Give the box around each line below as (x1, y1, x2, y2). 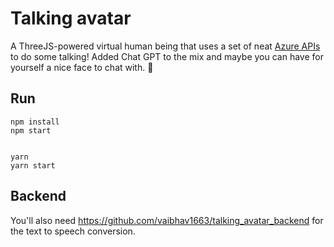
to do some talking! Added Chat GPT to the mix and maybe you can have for (10, 50, 324, 62)
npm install (10, 117, 60, 127)
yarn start (10, 160, 56, 171)
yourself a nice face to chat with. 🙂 (10, 61, 154, 73)
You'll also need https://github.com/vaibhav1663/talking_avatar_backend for (10, 214, 324, 226)
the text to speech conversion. (10, 225, 136, 237)
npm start (10, 125, 52, 136)
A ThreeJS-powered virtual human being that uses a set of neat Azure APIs (10, 40, 321, 52)
